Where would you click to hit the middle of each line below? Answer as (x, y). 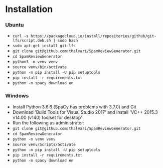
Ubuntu (15, 25)
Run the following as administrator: (48, 123)
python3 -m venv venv (35, 62)
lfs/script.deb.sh (32, 41)
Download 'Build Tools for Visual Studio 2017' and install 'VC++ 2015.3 (85, 112)
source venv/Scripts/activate (44, 144)
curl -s (20, 36)
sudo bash (68, 41)
